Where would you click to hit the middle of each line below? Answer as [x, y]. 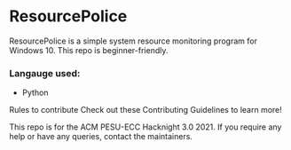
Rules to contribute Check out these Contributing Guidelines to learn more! [145, 110]
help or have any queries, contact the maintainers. [101, 137]
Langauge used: [45, 73]
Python [35, 93]
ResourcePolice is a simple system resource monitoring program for [133, 41]
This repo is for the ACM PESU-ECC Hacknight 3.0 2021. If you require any [145, 127]
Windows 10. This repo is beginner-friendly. [89, 50]
